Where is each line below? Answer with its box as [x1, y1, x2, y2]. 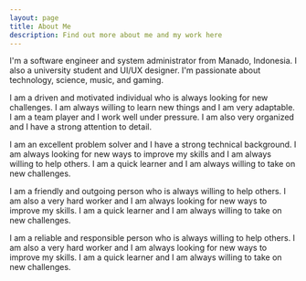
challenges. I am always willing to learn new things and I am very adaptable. [9, 102, 295, 113]
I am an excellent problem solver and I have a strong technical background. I [9, 139, 297, 151]
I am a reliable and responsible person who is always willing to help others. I [9, 233, 295, 244]
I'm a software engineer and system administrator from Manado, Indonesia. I [9, 56, 298, 67]
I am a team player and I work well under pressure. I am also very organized [9, 111, 295, 123]
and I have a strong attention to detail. [9, 121, 153, 132]
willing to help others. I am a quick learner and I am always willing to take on [9, 159, 296, 170]
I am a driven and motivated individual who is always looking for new [9, 92, 269, 103]
